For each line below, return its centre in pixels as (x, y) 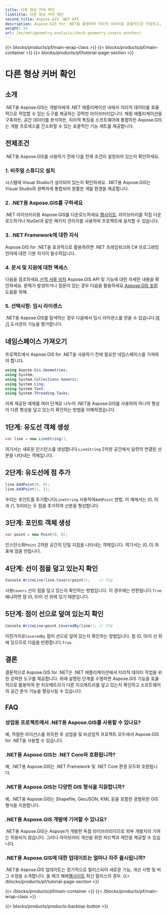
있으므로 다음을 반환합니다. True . (41, 642)
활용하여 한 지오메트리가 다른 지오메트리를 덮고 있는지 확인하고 (79, 685)
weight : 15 (16, 29)
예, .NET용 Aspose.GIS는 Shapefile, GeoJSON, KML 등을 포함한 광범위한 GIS (82, 799)
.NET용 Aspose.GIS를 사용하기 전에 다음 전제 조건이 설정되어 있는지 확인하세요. (83, 156)
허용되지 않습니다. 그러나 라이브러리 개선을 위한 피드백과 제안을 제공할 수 (81, 837)
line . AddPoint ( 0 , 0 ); (28, 484)
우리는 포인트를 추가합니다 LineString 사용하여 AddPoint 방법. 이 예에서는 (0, (79, 499)
